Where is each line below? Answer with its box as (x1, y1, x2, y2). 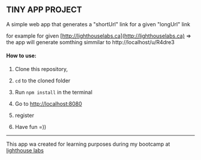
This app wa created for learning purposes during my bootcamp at (6, 140, 170, 148)
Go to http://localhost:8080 (14, 100, 83, 107)
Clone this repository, (14, 66, 68, 73)
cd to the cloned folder (14, 77, 71, 84)
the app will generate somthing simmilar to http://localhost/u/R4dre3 (6, 38, 175, 45)
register (14, 112, 35, 119)
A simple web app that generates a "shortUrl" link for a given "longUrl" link (6, 20, 190, 27)
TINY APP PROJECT (6, 5, 83, 15)
